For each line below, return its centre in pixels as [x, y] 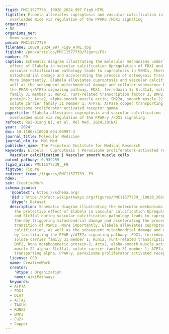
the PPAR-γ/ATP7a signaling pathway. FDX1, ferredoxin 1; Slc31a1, [82, 89]
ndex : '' [14, 179]
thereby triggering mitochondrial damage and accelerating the [82, 221]
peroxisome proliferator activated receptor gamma [64, 108]
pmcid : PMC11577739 [26, 43]
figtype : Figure [22, 169]
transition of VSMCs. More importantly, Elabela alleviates [78, 225]
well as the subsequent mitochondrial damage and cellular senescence [85, 85]
